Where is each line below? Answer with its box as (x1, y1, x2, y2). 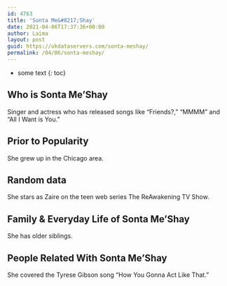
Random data (7, 174, 67, 186)
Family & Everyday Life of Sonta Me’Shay (7, 213, 191, 225)
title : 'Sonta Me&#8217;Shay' (7, 17, 96, 24)
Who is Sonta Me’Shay (7, 89, 109, 101)
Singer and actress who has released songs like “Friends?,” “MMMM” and (7, 107, 221, 116)
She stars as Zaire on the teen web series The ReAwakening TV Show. (7, 193, 209, 201)
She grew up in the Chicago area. (7, 154, 104, 162)
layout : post (7, 36, 46, 43)
